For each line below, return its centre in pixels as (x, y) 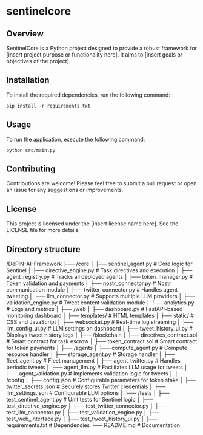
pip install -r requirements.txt (48, 106)
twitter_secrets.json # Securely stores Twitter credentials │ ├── (86, 386)
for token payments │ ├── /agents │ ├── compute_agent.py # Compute (97, 348)
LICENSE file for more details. (43, 230)
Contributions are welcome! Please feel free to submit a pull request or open (101, 183)
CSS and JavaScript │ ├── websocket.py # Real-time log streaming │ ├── (100, 322)
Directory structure (43, 249)
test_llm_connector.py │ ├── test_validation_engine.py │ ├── (83, 413)
